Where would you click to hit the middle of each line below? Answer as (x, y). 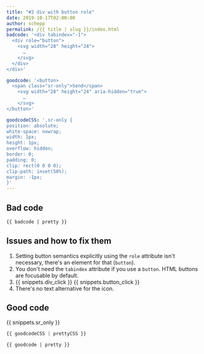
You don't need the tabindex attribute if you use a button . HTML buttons (107, 269)
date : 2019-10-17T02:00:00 (41, 18)
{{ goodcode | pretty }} (38, 345)
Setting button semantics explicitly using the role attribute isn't (95, 256)
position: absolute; (33, 126)
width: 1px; (22, 137)
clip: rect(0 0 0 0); (34, 166)
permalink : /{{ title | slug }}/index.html (63, 29)
